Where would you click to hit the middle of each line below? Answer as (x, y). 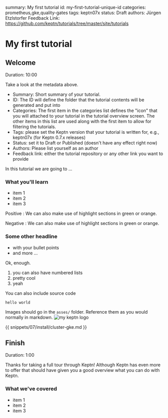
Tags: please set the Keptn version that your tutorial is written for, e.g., (86, 132)
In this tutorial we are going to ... (39, 169)
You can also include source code (40, 293)
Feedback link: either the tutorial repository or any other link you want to (88, 154)
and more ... (25, 253)
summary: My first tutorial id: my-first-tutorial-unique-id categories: (76, 7)
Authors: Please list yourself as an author (55, 148)
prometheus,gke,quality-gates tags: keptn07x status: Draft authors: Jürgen (83, 13)
